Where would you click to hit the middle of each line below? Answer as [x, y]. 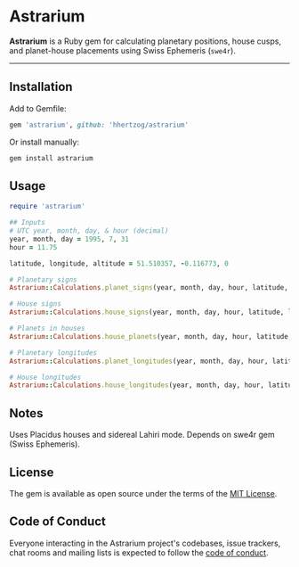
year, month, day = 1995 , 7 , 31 [69, 239]
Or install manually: [44, 142]
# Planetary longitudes [53, 353]
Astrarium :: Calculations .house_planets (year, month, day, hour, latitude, [151, 336]
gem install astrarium [51, 158]
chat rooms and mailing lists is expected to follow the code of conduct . [139, 552]
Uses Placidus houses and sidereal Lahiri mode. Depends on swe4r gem [142, 435]
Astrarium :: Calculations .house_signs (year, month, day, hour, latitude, [147, 312]
